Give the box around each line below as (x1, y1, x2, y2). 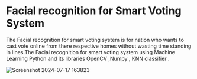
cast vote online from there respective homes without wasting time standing (6, 42, 192, 50)
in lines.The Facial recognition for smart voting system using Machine (6, 48, 176, 55)
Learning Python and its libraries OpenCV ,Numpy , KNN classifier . (6, 55, 170, 62)
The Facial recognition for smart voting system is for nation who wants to (6, 36, 185, 43)
